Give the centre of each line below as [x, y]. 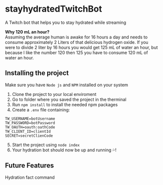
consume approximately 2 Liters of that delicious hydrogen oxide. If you [77, 42]
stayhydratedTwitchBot [54, 9]
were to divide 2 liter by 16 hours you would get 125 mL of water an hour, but [81, 47]
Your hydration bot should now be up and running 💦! [64, 150]
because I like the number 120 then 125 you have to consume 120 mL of [76, 53]
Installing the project [37, 73]
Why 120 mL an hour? [27, 32]
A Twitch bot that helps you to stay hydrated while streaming [65, 22]
